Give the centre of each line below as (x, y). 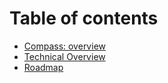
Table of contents (84, 18)
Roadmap (43, 67)
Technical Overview (64, 56)
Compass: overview (64, 46)
